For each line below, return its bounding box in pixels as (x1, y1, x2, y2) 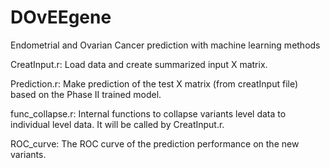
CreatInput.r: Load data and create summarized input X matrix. (10, 58, 268, 70)
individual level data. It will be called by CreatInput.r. (10, 118, 225, 130)
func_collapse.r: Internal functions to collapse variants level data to (10, 107, 287, 120)
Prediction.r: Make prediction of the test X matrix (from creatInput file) (10, 77, 299, 90)
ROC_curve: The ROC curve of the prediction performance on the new (10, 137, 300, 150)
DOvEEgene (10, 6, 112, 29)
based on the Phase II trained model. (10, 88, 162, 100)
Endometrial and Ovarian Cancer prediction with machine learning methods (10, 39, 321, 51)
